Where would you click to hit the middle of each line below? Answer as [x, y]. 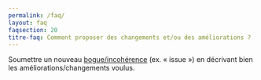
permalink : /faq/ [37, 15]
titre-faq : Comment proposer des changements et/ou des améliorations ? [130, 37]
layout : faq [28, 23]
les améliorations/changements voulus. [72, 68]
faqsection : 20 [33, 30]
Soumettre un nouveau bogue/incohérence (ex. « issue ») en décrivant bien [130, 60]
